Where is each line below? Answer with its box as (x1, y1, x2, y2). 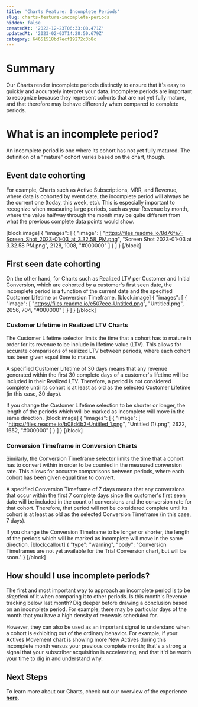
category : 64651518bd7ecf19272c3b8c (6, 36, 96, 42)
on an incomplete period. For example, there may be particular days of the (6, 606, 187, 613)
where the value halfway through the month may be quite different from (6, 211, 180, 218)
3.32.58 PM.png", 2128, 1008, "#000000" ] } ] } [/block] (6, 241, 142, 249)
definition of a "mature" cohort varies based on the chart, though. (6, 153, 166, 160)
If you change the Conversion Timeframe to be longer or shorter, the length (6, 528, 190, 536)
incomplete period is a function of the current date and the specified (6, 287, 173, 294)
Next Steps (6, 672, 48, 682)
